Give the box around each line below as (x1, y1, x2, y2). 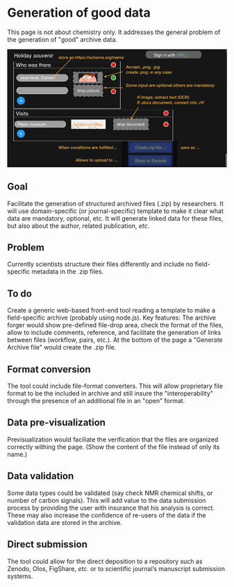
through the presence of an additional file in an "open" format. (7, 397, 185, 405)
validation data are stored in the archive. (7, 518, 123, 526)
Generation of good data (7, 5, 151, 21)
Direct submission (7, 538, 88, 551)
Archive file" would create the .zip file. (7, 343, 117, 352)
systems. (7, 572, 33, 580)
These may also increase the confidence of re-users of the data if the (7, 510, 206, 519)
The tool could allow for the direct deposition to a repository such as (7, 557, 203, 565)
